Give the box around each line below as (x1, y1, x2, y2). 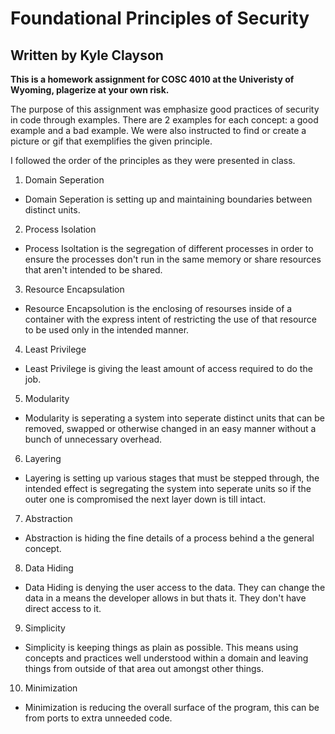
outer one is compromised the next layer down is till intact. (24, 493, 267, 505)
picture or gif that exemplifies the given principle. (10, 135, 213, 147)
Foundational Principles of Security (10, 7, 310, 30)
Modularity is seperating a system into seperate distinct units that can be (24, 412, 325, 424)
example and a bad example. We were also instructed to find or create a (10, 125, 307, 136)
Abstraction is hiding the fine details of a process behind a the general (24, 532, 315, 544)
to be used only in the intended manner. (24, 324, 190, 336)
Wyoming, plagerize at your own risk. (10, 84, 170, 96)
